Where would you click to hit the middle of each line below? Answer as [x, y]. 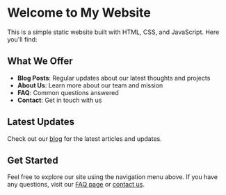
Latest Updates [41, 122]
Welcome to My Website [79, 13]
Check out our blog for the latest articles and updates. [84, 138]
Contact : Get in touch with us [59, 100]
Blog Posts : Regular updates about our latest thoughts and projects [114, 78]
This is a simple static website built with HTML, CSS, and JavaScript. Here [113, 32]
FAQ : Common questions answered [68, 92]
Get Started [33, 160]
